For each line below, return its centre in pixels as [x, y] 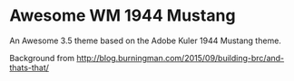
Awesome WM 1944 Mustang [122, 16]
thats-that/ [29, 67]
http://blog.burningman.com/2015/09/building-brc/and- [181, 58]
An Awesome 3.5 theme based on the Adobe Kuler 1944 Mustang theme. [145, 40]
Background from [42, 58]
